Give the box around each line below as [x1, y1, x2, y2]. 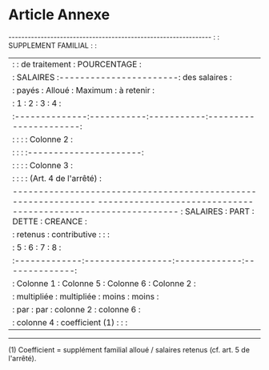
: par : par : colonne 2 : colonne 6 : [12, 304, 141, 315]
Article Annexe [8, 6, 110, 24]
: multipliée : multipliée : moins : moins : [12, 291, 159, 302]
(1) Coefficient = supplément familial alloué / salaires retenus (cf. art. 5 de [8, 344, 251, 354]
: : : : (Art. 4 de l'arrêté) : [12, 172, 102, 183]
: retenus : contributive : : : [12, 228, 110, 239]
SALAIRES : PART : [184, 206, 255, 217]
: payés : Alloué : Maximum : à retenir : [12, 84, 155, 95]
